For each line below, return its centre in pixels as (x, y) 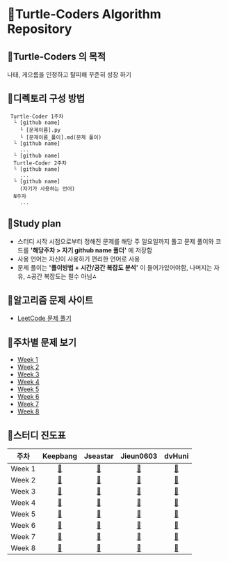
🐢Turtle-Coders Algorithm (84, 14)
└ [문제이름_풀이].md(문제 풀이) (61, 137)
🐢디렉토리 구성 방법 (46, 99)
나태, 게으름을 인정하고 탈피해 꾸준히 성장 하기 (70, 75)
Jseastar (99, 456)
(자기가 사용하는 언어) (47, 189)
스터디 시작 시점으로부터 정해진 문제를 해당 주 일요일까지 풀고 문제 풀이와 (115, 241)
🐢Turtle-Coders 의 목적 (57, 56)
